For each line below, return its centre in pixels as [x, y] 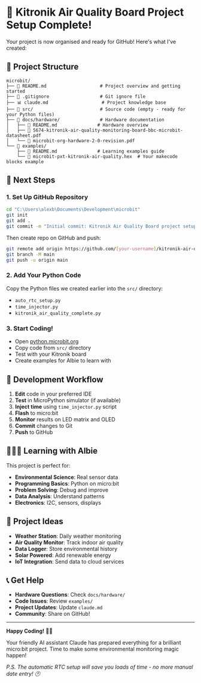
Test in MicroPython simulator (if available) [68, 400]
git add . [19, 221]
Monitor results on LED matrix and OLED [65, 419]
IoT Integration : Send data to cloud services [69, 561]
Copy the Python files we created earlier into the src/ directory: [85, 288]
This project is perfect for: [38, 465]
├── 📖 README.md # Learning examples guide [91, 151]
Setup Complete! [49, 25]
